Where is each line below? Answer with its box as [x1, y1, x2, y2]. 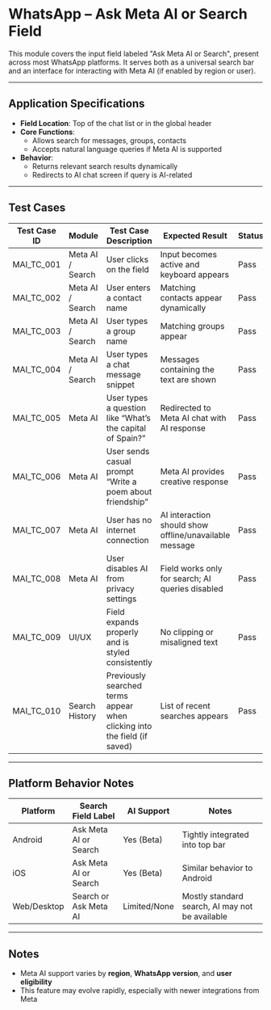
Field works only [160, 562, 223, 574]
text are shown [160, 373, 216, 385]
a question [106, 402, 147, 413]
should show [160, 519, 209, 530]
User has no [106, 514, 152, 525]
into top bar [181, 840, 226, 851]
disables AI [106, 562, 148, 574]
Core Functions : [19, 127, 75, 137]
